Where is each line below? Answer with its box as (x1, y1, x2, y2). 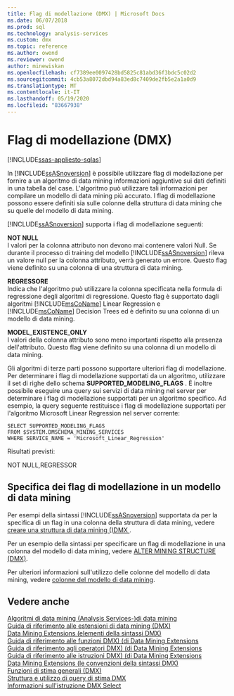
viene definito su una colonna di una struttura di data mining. (7, 263, 183, 271)
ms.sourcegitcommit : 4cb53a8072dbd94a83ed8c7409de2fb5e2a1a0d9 (7, 75, 197, 83)
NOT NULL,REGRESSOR (7, 460, 77, 469)
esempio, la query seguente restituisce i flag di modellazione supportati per (7, 401, 226, 410)
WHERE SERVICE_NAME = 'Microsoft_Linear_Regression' (7, 434, 165, 442)
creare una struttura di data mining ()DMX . (7, 525, 132, 534)
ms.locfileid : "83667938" (7, 102, 83, 109)
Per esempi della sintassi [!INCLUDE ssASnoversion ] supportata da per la (7, 510, 218, 519)
